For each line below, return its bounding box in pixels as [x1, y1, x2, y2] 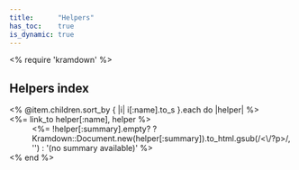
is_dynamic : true [9, 30, 75, 39]
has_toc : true [9, 22, 75, 31]
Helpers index [9, 80, 90, 95]
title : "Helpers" [9, 13, 95, 22]
